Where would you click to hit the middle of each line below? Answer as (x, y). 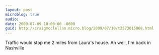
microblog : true (22, 14)
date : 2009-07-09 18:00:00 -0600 (40, 24)
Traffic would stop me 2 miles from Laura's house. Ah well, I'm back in (78, 42)
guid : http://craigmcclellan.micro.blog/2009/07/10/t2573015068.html (80, 28)
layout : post (19, 10)
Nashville (15, 48)
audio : (12, 19)
